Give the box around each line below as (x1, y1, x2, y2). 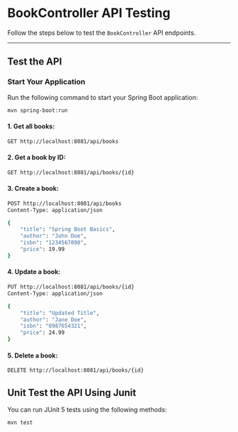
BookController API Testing (7, 5, 171, 21)
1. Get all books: (7, 122, 55, 131)
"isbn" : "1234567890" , (20, 239, 87, 246)
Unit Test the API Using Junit (7, 387, 137, 399)
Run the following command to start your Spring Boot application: (7, 93, 198, 101)
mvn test (7, 419, 33, 426)
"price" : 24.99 (20, 329, 65, 336)
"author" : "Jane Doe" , (20, 316, 87, 323)
